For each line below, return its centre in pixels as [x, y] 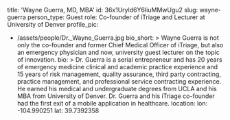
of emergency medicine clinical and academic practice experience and [117, 67]
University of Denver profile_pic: [53, 24]
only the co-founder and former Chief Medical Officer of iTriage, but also [120, 45]
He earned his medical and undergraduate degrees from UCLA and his [117, 89]
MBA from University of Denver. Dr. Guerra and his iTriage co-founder [116, 96]
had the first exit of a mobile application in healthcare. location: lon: [112, 103]
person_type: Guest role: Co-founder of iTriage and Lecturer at [116, 17]
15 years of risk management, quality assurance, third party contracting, [119, 74]
